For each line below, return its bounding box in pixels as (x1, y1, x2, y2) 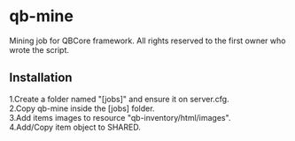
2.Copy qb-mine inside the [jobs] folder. (9, 103, 155, 114)
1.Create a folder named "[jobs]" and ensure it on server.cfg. (9, 93, 229, 104)
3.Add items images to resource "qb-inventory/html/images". (9, 112, 231, 122)
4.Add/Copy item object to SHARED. (9, 122, 142, 132)
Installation (9, 70, 73, 85)
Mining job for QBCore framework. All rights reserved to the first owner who (9, 35, 286, 46)
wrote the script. (9, 44, 69, 55)
